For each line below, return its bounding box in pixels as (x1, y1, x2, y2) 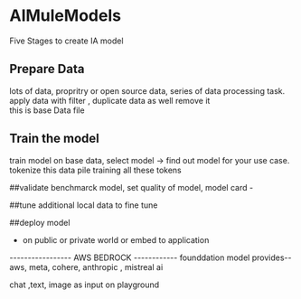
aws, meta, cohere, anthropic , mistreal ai (9, 261, 164, 272)
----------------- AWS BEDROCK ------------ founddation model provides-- (9, 252, 292, 263)
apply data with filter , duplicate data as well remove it (9, 95, 211, 106)
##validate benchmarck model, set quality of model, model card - (9, 182, 254, 192)
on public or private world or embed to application (22, 234, 210, 245)
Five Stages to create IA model (9, 35, 124, 46)
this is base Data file (9, 105, 85, 116)
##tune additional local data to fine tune (9, 200, 158, 210)
